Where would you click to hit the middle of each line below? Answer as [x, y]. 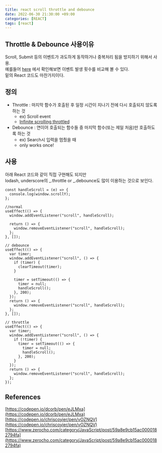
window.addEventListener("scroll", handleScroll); [62, 216]
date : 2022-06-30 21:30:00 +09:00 [40, 14]
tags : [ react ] [19, 23]
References [23, 397]
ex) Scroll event [35, 116]
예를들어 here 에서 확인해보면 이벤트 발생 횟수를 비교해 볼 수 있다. [67, 69]
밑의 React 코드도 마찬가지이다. [35, 75]
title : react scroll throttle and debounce [50, 10]
